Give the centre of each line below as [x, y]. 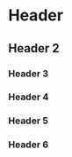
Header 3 [29, 74]
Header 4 [29, 97]
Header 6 [29, 145]
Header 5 [29, 121]
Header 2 [34, 48]
